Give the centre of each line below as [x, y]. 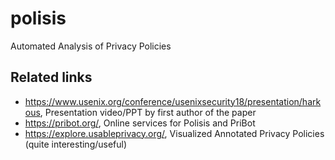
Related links [51, 77]
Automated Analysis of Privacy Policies [91, 46]
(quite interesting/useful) [76, 144]
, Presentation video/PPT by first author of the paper [148, 112]
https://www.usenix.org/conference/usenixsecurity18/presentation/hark [173, 101]
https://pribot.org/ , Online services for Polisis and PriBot [140, 123]
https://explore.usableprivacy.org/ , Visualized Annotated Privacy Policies [174, 133]
